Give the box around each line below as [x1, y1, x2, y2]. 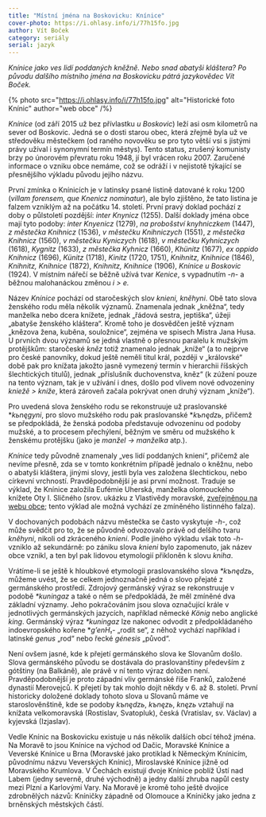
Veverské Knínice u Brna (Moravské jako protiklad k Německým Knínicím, [8, 749, 248, 759]
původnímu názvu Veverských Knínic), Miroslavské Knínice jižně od [8, 757, 229, 767]
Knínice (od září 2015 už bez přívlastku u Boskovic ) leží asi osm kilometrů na [8, 119, 258, 129]
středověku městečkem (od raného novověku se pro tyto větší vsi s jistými [8, 136, 251, 145]
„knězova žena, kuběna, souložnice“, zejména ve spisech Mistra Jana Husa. [8, 327, 256, 337]
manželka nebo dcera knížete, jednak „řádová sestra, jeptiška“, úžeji [8, 311, 231, 320]
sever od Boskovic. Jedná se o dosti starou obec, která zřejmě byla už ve [8, 128, 248, 137]
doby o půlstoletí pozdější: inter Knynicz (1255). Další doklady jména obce [8, 211, 249, 220]
